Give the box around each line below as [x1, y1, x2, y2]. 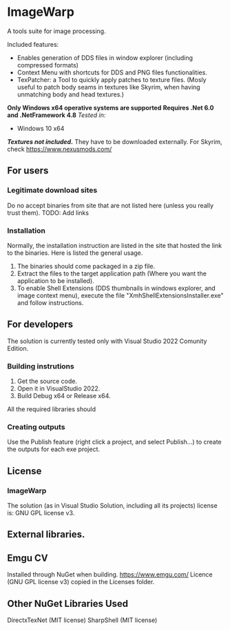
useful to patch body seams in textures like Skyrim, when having [17, 83, 201, 91]
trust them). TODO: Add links [7, 208, 90, 217]
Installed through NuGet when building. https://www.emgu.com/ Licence [7, 570, 213, 579]
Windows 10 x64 [17, 124, 65, 132]
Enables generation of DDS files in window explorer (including [17, 53, 194, 62]
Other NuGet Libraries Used [7, 597, 129, 610]
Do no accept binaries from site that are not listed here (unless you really [7, 201, 214, 209]
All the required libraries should [7, 405, 96, 413]
